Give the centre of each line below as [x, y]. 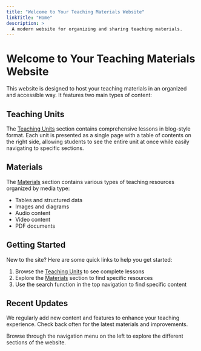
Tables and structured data [49, 200]
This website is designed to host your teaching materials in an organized [97, 89]
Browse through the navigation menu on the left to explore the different [95, 336]
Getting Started [36, 245]
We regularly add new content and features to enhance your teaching [93, 318]
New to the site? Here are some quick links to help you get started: [89, 259]
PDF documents [35, 226]
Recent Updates [37, 303]
